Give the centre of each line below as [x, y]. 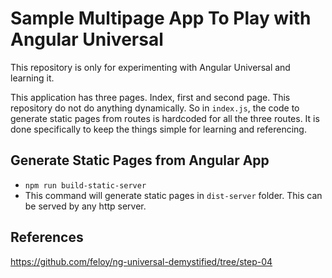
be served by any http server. [85, 206]
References [47, 237]
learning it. [32, 78]
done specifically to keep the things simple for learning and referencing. [158, 129]
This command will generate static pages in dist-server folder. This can [173, 195]
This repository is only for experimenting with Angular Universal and [150, 67]
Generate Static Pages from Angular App [140, 160]
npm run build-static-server [85, 185]
